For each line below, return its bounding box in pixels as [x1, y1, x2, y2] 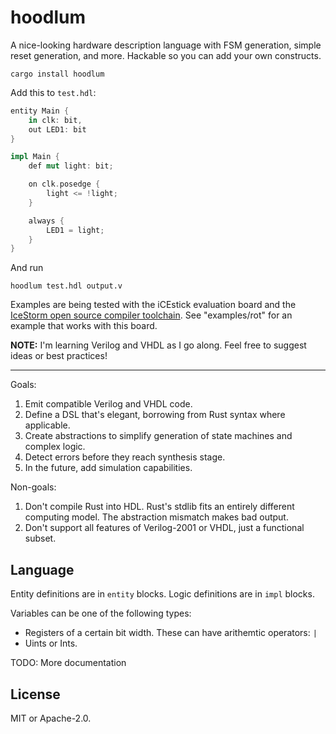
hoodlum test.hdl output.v [10, 281, 123, 291]
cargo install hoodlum [10, 69, 105, 79]
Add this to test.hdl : [10, 86, 97, 98]
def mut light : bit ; [28, 161, 114, 171]
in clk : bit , [28, 115, 83, 125]
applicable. [24, 419, 71, 431]
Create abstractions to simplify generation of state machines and [24, 430, 293, 442]
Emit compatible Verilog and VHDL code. [24, 398, 193, 410]
